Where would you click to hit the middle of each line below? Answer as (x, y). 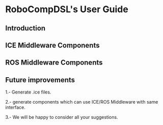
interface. (15, 107)
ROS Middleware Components (54, 63)
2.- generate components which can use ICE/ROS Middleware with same (82, 102)
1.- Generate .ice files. (28, 92)
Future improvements (40, 80)
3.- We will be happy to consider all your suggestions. (62, 117)
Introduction (25, 28)
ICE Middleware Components (52, 45)
